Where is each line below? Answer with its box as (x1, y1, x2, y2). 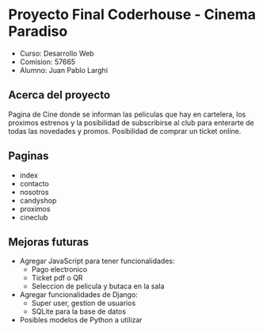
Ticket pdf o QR (31, 273, 83, 283)
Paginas (8, 149, 49, 163)
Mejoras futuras (8, 235, 90, 249)
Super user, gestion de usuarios (31, 299, 136, 308)
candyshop (19, 196, 57, 205)
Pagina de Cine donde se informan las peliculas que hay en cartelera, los (8, 109, 246, 119)
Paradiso (8, 22, 68, 40)
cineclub (19, 212, 48, 222)
